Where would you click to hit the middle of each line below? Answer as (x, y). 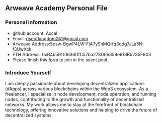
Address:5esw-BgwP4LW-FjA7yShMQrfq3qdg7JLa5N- (88, 44)
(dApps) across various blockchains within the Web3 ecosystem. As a (77, 89)
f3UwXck (22, 49)
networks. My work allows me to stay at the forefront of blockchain (74, 105)
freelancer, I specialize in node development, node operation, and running (81, 94)
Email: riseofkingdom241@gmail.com (50, 38)
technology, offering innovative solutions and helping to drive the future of (81, 110)
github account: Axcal (35, 33)
